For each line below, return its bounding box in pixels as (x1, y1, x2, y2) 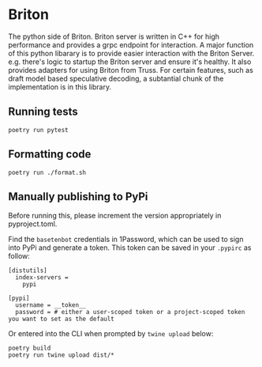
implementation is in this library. (8, 81, 112, 92)
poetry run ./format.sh (8, 168, 87, 176)
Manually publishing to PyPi (8, 190, 148, 203)
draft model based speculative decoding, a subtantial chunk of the (8, 74, 224, 83)
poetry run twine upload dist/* (8, 351, 114, 359)
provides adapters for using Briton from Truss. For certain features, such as (8, 65, 254, 74)
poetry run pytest (8, 126, 69, 134)
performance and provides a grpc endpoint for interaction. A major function (8, 40, 254, 49)
